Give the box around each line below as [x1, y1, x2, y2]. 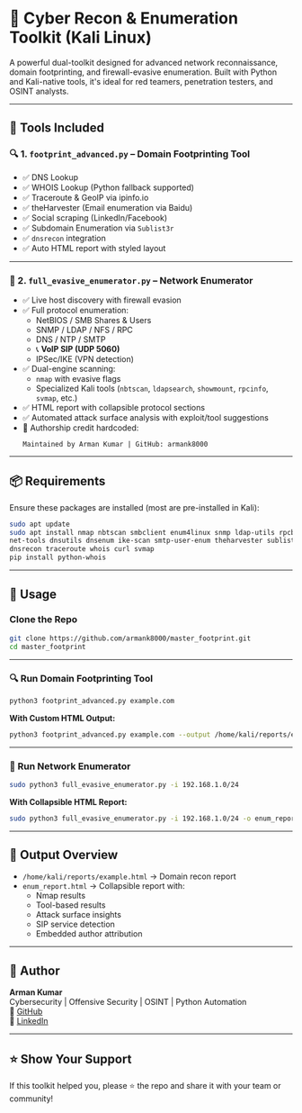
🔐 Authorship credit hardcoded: [22, 422, 139, 433]
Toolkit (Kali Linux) [9, 27, 152, 48]
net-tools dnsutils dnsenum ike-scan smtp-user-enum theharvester [9, 536, 263, 546]
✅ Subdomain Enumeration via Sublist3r [22, 222, 174, 233]
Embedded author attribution [35, 928, 143, 939]
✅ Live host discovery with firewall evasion [22, 294, 182, 305]
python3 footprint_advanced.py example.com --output [9, 729, 211, 739]
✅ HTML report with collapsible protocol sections [22, 402, 205, 412]
